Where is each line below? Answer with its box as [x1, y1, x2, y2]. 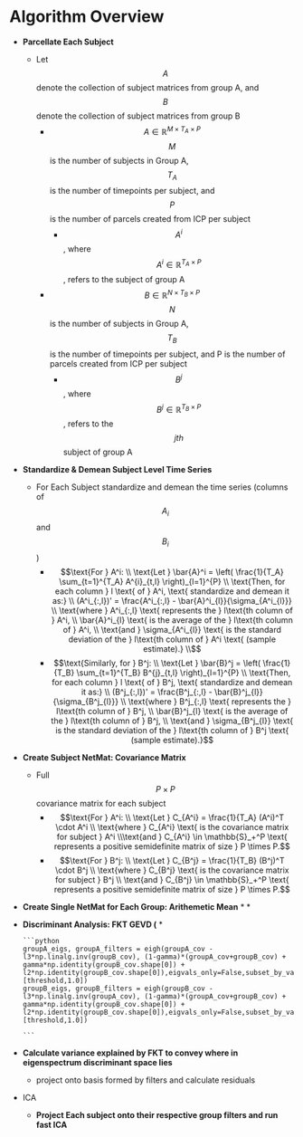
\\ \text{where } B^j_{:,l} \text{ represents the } [120, 696, 292, 707]
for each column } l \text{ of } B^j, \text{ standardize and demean [52, 677, 293, 688]
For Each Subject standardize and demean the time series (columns [35, 482, 289, 492]
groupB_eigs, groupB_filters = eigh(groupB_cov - [22, 984, 214, 993]
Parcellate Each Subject [22, 36, 115, 47]
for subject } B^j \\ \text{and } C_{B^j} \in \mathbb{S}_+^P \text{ [54, 874, 289, 885]
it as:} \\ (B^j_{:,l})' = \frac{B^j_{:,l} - [80, 686, 213, 698]
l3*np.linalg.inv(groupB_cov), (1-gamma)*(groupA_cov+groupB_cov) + [22, 952, 287, 961]
